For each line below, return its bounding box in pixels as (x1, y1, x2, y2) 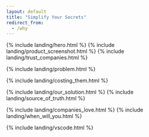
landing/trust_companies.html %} (6, 54, 88, 61)
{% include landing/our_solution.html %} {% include (6, 88, 134, 95)
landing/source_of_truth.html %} (6, 95, 85, 102)
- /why (11, 25, 28, 31)
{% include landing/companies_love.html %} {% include (6, 106, 144, 113)
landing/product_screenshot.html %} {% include (6, 48, 125, 55)
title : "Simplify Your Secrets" (6, 14, 86, 20)
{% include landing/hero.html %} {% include (6, 42, 115, 49)
